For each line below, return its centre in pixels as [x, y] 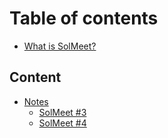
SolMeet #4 [62, 123]
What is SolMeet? [60, 46]
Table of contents [84, 18]
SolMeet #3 [62, 112]
